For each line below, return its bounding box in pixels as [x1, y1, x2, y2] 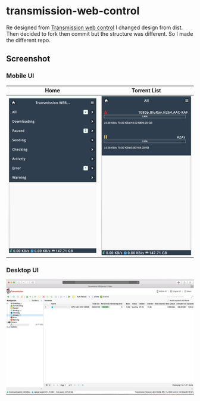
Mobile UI [6, 72, 35, 80]
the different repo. [6, 36, 51, 43]
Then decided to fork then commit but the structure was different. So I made [6, 30, 193, 37]
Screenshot [6, 54, 51, 64]
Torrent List [132, 87, 161, 94]
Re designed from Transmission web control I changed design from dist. [6, 24, 183, 31]
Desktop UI [6, 266, 39, 275]
